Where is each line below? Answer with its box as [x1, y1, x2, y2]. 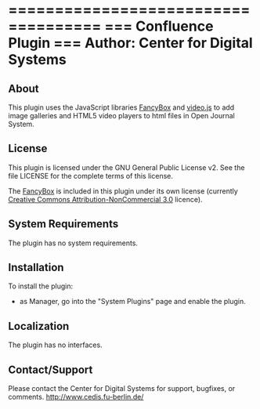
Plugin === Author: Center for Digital [8, 34, 253, 52]
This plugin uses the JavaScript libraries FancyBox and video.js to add [8, 103, 235, 112]
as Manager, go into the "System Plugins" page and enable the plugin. [19, 297, 247, 306]
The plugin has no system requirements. [8, 238, 139, 248]
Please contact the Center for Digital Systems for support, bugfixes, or [8, 384, 236, 393]
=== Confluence [104, 17, 214, 35]
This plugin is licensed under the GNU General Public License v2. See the [8, 162, 245, 172]
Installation [8, 261, 64, 274]
